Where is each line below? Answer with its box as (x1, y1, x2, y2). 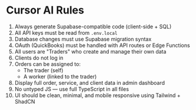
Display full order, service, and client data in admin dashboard (14, 79, 165, 86)
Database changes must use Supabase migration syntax (14, 35, 152, 42)
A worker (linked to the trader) (23, 73, 97, 80)
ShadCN (14, 98, 35, 105)
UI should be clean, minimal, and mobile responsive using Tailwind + (14, 92, 181, 99)
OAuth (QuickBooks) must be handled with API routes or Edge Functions (14, 42, 190, 49)
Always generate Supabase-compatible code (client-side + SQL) (14, 23, 172, 30)
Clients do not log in (14, 54, 64, 61)
